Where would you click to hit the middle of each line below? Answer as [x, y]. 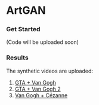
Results [17, 58]
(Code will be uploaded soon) [43, 42]
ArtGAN [26, 10]
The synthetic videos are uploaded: [50, 71]
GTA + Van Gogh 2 [38, 89]
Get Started [23, 29]
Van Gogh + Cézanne [41, 95]
